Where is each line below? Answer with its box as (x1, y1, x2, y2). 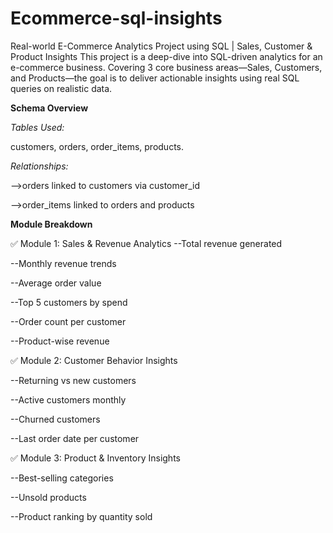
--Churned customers (10, 413, 101, 425)
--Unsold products (10, 491, 87, 503)
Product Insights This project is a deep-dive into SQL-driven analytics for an (10, 50, 323, 62)
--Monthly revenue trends (10, 257, 117, 269)
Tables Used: (10, 121, 65, 133)
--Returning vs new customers (10, 374, 137, 386)
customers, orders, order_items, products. (10, 140, 184, 152)
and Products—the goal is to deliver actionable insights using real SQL (10, 72, 300, 84)
